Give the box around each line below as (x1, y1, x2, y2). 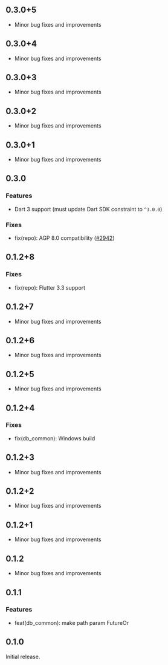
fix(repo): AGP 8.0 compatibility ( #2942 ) (14, 234, 115, 242)
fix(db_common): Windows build (14, 434, 95, 442)
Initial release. (5, 653, 40, 660)
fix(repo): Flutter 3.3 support (14, 284, 86, 291)
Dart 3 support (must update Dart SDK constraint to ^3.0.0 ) (14, 205, 163, 213)
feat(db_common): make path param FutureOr (14, 619, 129, 626)
